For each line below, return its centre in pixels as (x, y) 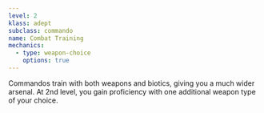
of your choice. (33, 100)
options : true (46, 61)
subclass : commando (41, 30)
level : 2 (23, 16)
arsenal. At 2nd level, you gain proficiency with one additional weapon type (132, 91)
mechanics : (26, 46)
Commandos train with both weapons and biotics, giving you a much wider (132, 83)
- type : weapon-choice (53, 53)
